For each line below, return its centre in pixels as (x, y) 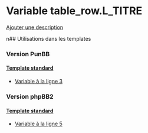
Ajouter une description (35, 27)
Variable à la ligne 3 (39, 82)
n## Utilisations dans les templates (49, 38)
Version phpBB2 (30, 96)
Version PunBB (28, 54)
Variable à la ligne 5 (39, 124)
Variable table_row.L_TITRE (74, 11)
